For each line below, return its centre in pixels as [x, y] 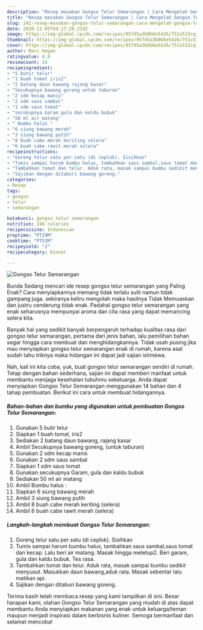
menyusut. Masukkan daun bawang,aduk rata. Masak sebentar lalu [99, 572]
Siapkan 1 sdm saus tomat [48, 466]
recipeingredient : [30, 68]
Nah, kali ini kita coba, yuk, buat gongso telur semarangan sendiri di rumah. [101, 367]
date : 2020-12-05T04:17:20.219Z [47, 29]
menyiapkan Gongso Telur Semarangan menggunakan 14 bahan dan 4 [94, 386]
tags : [14, 191]
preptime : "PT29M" [30, 235]
